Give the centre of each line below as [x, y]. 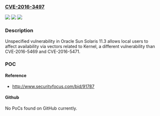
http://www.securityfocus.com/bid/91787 [53, 86]
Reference [16, 76]
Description [19, 31]
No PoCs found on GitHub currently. [41, 108]
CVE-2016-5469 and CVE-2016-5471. [43, 51]
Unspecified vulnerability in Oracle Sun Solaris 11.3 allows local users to [77, 41]
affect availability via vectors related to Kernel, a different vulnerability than [80, 46]
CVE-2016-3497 [25, 7]
